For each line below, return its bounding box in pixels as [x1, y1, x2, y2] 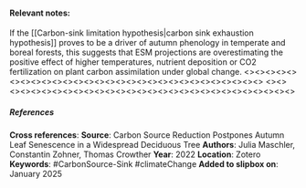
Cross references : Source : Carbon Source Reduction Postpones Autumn [9, 130, 285, 141]
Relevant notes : [9, 7, 70, 18]
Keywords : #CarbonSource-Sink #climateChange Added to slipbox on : [9, 159, 279, 170]
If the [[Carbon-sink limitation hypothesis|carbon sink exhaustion [9, 27, 254, 38]
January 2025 [9, 169, 62, 180]
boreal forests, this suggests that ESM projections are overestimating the [9, 47, 283, 58]
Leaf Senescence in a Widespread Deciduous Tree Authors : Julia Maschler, [9, 140, 295, 151]
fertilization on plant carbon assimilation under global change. [9, 67, 242, 78]
